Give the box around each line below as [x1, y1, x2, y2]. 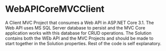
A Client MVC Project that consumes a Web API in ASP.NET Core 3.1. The [5, 20, 154, 25]
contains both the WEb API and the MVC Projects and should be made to [5, 35, 154, 41]
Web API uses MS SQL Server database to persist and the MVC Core [5, 25, 145, 30]
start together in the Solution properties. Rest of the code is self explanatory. [5, 40, 162, 46]
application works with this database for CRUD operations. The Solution [5, 30, 152, 36]
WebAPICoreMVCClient [5, 3, 105, 15]
